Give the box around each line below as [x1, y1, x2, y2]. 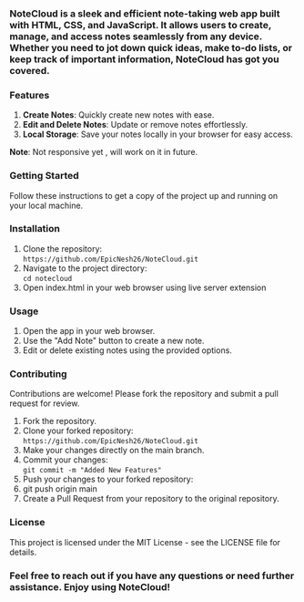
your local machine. [9, 200, 84, 211]
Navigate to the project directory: [22, 263, 147, 274]
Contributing [9, 368, 67, 380]
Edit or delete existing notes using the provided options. [22, 345, 232, 356]
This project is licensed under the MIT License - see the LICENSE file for [9, 536, 280, 547]
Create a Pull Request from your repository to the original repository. [22, 493, 279, 504]
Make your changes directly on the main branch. [22, 445, 205, 456]
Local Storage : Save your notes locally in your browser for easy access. [22, 129, 293, 140]
